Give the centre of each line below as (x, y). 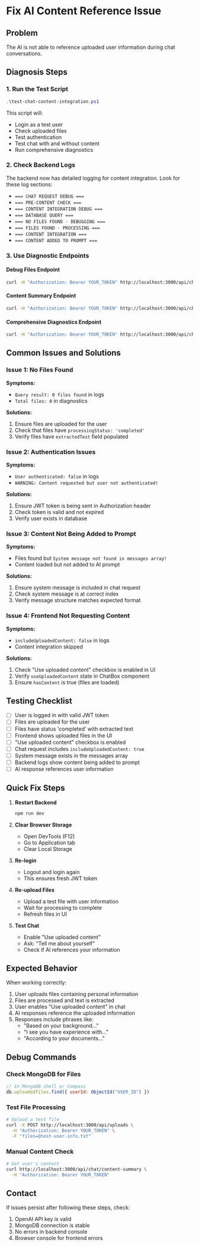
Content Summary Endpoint (41, 296)
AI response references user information (64, 769)
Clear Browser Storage (43, 825)
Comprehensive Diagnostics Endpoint (54, 322)
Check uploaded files (41, 131)
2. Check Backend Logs (41, 165)
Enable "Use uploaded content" (62, 937)
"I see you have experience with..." (66, 1032)
